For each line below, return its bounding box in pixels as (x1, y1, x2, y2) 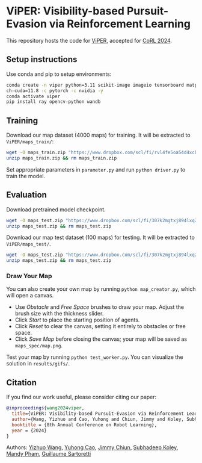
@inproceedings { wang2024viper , (6, 405, 85, 411)
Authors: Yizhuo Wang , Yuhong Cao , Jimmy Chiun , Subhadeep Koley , (6, 444, 179, 451)
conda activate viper (6, 93, 61, 99)
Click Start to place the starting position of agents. (14, 316, 140, 323)
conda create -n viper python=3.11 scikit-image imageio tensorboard (6, 82, 185, 88)
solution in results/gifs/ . (6, 360, 70, 367)
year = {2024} (11, 427, 47, 433)
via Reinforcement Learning (49, 17, 191, 31)
